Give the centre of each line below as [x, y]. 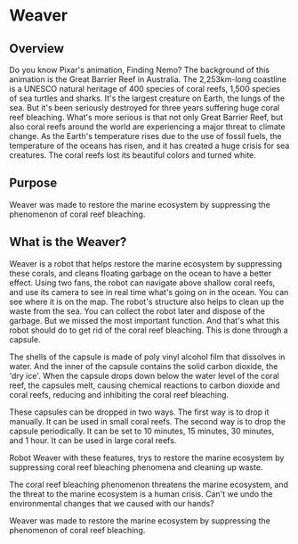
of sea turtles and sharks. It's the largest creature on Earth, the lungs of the [147, 98]
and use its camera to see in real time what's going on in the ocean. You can [149, 292]
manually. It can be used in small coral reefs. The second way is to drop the [148, 421]
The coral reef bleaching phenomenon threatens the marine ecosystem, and [149, 484]
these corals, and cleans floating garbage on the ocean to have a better [141, 273]
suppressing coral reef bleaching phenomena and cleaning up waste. [136, 467]
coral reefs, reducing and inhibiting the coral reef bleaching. [119, 394]
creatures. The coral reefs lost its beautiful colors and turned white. [133, 155]
